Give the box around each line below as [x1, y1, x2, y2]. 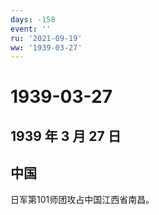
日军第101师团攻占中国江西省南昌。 [10, 193, 155, 205]
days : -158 [10, 14, 56, 25]
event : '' [10, 24, 52, 34]
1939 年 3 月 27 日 [10, 127, 122, 145]
